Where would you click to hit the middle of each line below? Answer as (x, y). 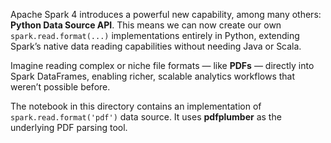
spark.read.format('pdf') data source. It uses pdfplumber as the (146, 117)
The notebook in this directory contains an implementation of (136, 106)
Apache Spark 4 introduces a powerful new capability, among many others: (166, 14)
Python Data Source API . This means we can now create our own (146, 25)
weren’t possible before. (60, 87)
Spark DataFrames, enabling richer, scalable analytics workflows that (153, 76)
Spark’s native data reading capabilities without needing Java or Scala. (156, 46)
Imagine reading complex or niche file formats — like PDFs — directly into (162, 65)
